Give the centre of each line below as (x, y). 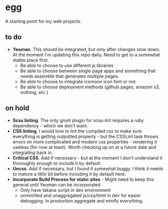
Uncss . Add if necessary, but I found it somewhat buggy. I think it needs (88, 169)
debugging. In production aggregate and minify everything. (82, 200)
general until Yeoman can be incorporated (56, 185)
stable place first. (31, 60)
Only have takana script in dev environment (66, 190)
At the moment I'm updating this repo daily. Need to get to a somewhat (86, 55)
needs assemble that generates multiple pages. (70, 76)
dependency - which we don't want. (50, 126)
